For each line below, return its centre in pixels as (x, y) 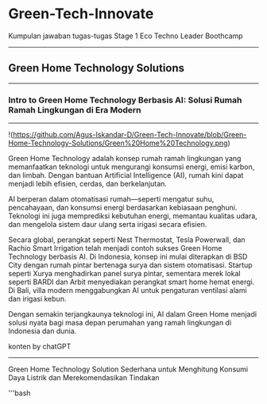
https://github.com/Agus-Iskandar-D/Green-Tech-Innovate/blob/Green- (130, 135)
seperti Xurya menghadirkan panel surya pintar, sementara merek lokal (124, 274)
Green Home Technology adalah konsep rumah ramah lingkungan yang (125, 159)
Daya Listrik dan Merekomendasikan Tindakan (84, 378)
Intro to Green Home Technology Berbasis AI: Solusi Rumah (125, 100)
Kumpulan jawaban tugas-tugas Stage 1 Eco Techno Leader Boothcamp (126, 36)
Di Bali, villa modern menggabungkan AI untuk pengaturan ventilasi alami (128, 290)
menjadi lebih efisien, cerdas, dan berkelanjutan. (87, 184)
